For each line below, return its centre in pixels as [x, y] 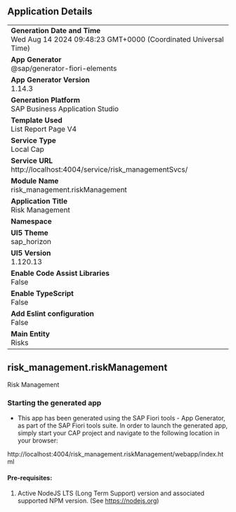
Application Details [50, 12]
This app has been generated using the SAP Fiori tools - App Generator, [122, 418]
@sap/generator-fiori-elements [64, 68]
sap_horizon [31, 241]
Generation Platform [46, 100]
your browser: [38, 440]
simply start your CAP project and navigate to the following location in [118, 433]
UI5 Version [31, 252]
